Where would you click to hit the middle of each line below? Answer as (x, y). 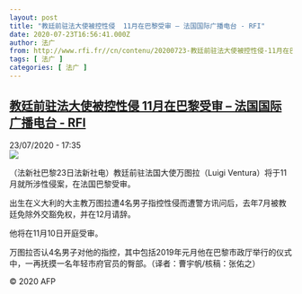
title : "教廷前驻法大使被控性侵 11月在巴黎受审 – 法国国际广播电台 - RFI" (137, 26)
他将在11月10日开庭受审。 (56, 233)
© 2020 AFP (33, 281)
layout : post (34, 17)
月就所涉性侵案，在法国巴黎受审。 (72, 184)
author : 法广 (32, 43)
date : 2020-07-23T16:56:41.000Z (70, 34)
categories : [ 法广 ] (49, 68)
